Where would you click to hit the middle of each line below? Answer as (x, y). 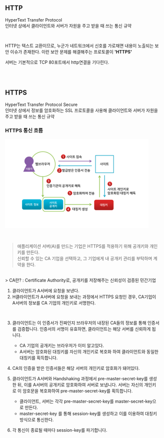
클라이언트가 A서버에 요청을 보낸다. (46, 290)
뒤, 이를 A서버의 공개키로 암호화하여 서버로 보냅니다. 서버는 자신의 (80, 385)
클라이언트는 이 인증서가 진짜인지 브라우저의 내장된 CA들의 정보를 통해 (79, 323)
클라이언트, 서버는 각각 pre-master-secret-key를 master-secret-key (86, 401)
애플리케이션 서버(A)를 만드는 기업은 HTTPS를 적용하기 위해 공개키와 (83, 246)
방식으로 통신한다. (36, 419)
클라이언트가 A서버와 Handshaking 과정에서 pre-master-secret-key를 (80, 378)
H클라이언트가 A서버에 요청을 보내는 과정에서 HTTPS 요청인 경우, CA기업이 (84, 297)
